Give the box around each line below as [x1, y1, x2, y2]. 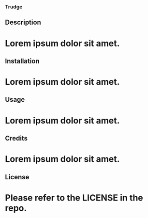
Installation [5, 57, 40, 65]
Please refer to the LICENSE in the [5, 192, 144, 203]
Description [5, 18, 41, 27]
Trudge [5, 3, 23, 10]
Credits [5, 134, 28, 142]
